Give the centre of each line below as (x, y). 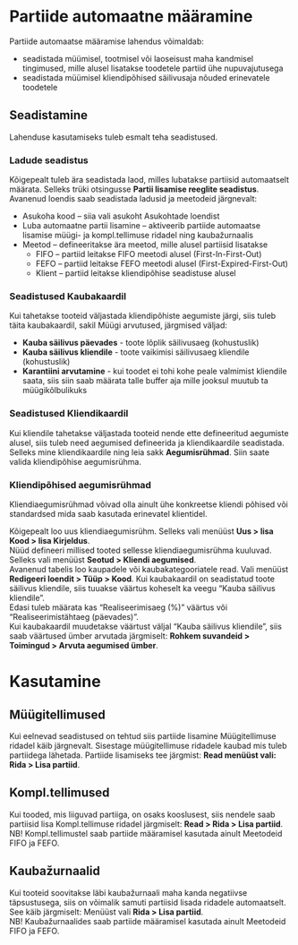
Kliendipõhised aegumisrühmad (81, 485)
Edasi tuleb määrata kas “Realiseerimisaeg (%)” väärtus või (119, 607)
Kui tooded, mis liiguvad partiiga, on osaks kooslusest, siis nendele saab (142, 814)
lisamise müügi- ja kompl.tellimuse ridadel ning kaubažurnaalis (137, 236)
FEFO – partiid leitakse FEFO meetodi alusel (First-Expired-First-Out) (162, 264)
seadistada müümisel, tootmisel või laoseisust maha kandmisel (137, 58)
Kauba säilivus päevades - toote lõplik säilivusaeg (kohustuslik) (140, 343)
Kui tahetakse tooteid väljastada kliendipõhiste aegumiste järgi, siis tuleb (143, 316)
